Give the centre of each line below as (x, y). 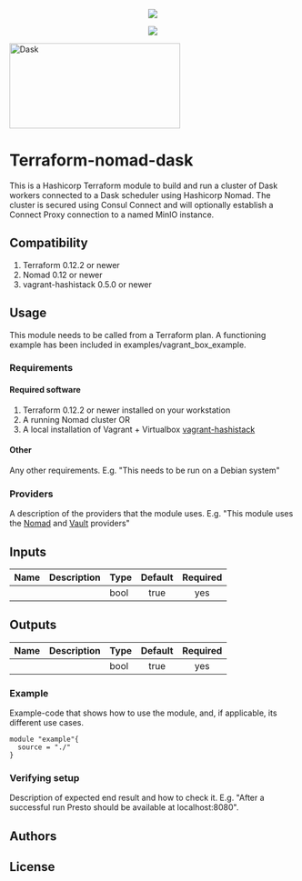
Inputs (28, 551)
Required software (45, 390)
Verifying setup (45, 778)
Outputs (33, 625)
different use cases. (47, 723)
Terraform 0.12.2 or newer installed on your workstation (126, 410)
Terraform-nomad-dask (101, 160)
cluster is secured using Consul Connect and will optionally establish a (141, 205)
